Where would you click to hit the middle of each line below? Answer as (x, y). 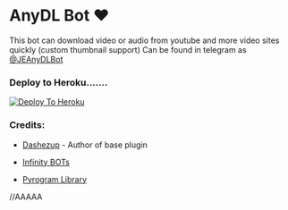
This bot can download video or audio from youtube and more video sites (144, 40)
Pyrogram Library (55, 179)
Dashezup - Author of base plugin (85, 145)
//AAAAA (26, 197)
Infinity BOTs (46, 162)
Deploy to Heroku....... (59, 82)
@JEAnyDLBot (36, 59)
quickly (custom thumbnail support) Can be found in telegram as (128, 49)
